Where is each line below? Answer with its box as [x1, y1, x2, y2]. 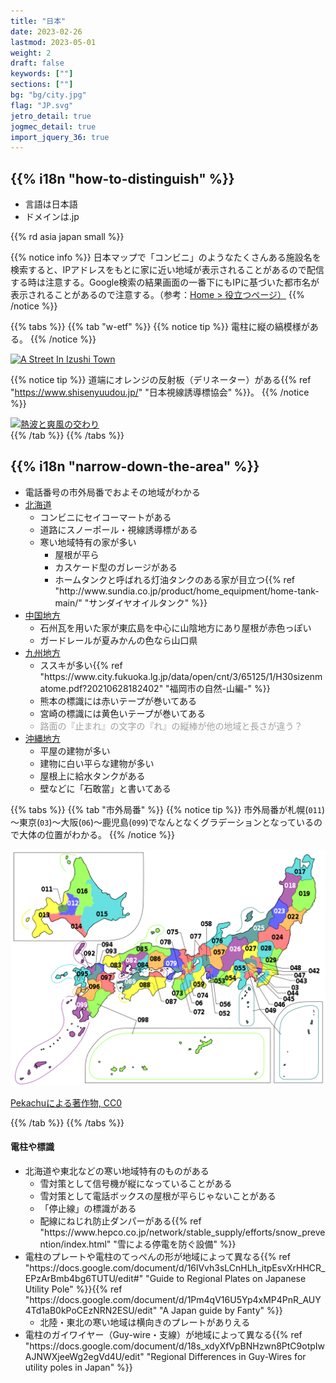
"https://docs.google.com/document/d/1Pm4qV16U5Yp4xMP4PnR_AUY [24, 1294, 322, 1306]
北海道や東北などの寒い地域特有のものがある [24, 1165, 210, 1177]
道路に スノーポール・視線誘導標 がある [39, 523, 198, 535]
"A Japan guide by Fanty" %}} [159, 1305, 283, 1317]
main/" [54, 596, 83, 609]
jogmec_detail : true [10, 121, 97, 132]
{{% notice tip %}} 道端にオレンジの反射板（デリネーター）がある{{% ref [10, 374, 312, 386]
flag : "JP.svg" [10, 100, 74, 110]
